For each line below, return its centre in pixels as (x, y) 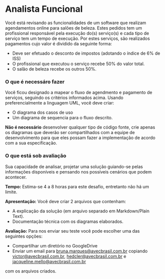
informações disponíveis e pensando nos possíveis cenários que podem (78, 172)
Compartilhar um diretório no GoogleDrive (55, 245)
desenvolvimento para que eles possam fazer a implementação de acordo (80, 138)
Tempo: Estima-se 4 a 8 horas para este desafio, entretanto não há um (77, 186)
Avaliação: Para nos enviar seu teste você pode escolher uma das (72, 231)
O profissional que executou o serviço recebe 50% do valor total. (78, 64)
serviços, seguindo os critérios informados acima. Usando (64, 98)
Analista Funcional (44, 9)
